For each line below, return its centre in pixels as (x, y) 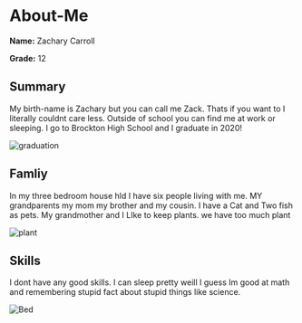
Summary (38, 87)
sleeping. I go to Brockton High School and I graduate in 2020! (126, 128)
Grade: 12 (28, 58)
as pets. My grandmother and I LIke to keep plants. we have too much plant (150, 214)
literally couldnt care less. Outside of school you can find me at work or (143, 118)
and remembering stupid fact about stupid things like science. (125, 292)
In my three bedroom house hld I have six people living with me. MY (136, 195)
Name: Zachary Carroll (52, 41)
